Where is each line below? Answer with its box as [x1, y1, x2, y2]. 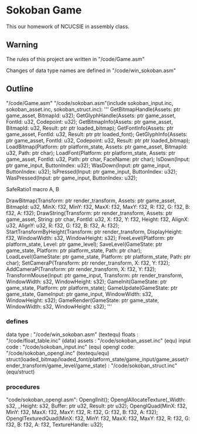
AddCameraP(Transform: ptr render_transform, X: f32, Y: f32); [6, 265, 157, 273]
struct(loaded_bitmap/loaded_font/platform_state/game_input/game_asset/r [6, 355, 189, 362]
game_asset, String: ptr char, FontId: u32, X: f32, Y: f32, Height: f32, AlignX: [6, 215, 189, 223]
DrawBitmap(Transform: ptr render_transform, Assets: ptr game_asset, [6, 197, 176, 204]
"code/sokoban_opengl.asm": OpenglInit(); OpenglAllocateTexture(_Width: [6, 396, 186, 404]
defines [6, 317, 29, 325]
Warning [6, 40, 38, 50]
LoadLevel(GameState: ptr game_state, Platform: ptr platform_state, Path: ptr [6, 253, 191, 260]
